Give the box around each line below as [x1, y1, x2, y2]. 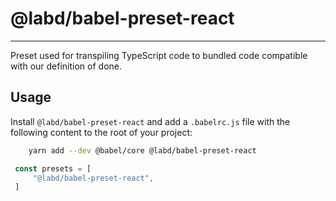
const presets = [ [14, 163, 92, 174]
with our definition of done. [10, 60, 123, 72]
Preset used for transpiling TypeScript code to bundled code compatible [10, 49, 308, 61]
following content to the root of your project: [10, 126, 193, 138]
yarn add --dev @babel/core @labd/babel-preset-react [28, 145, 257, 156]
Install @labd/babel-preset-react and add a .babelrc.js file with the [10, 115, 291, 127]
